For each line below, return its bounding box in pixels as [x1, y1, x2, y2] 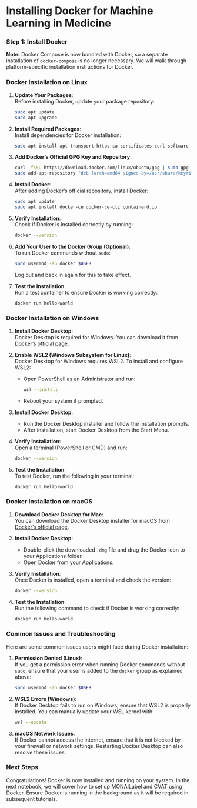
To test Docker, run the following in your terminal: [14, 472, 134, 479]
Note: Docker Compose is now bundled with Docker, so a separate [6, 51, 168, 58]
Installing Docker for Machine [6, 4, 154, 18]
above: [14, 673, 32, 680]
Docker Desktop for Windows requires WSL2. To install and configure [14, 358, 183, 365]
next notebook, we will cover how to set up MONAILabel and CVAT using [6, 783, 182, 790]
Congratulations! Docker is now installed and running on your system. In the [6, 776, 190, 783]
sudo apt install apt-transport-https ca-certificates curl [14, 143, 165, 149]
